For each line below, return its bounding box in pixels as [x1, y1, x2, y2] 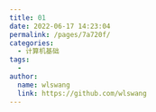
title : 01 [9, 13, 47, 23]
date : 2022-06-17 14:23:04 [9, 22, 111, 31]
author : [9, 72, 39, 81]
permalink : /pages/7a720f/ [9, 30, 111, 39]
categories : [9, 38, 54, 48]
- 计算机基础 [17, 47, 60, 56]
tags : [9, 55, 30, 64]
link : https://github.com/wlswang [17, 89, 147, 98]
